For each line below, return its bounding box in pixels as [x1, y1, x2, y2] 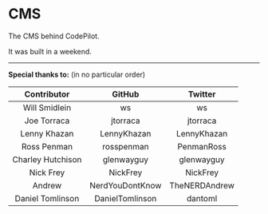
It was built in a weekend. [8, 46, 92, 56]
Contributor [24, 89, 70, 100]
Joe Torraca [24, 115, 70, 126]
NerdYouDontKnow [89, 180, 162, 191]
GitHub [111, 89, 140, 100]
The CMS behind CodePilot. [8, 31, 100, 41]
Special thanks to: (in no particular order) [8, 69, 146, 79]
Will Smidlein [22, 101, 72, 113]
